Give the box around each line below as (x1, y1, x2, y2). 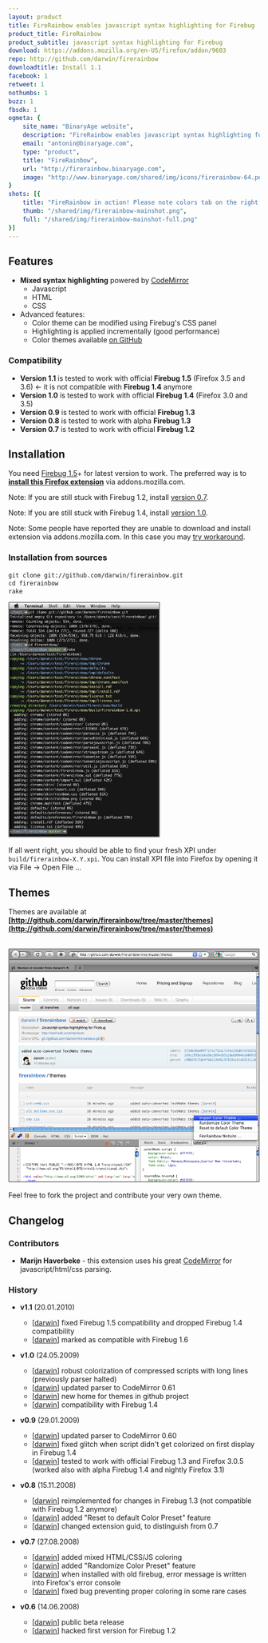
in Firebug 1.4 (31, 1448, 77, 1457)
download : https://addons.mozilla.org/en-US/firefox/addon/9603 (8, 46, 227, 55)
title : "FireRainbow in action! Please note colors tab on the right (22, 198, 259, 207)
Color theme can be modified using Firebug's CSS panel (31, 318, 217, 328)
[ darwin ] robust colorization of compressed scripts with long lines (31, 1366, 249, 1376)
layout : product (8, 13, 62, 21)
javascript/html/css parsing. (19, 1265, 112, 1274)
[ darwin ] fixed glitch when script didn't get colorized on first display (31, 1440, 255, 1449)
